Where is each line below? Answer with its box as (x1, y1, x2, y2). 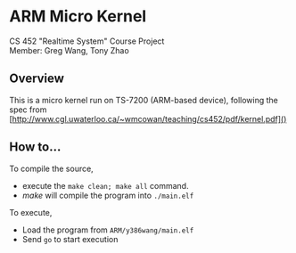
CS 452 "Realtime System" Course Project (9, 36, 165, 46)
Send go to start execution (21, 233, 119, 244)
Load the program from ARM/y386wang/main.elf (21, 224, 194, 235)
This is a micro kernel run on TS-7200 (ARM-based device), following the (9, 94, 278, 105)
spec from (9, 104, 47, 115)
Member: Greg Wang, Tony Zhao (9, 45, 129, 55)
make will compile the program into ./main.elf (21, 190, 194, 200)
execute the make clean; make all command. (21, 180, 189, 191)
